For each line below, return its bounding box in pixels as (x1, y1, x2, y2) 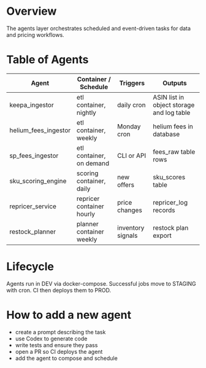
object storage (153, 100, 195, 109)
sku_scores (153, 173, 186, 181)
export (153, 231, 172, 240)
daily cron (117, 100, 146, 109)
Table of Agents (6, 53, 89, 67)
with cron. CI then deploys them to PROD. (6, 286, 112, 294)
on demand (76, 159, 110, 167)
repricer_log (153, 198, 188, 206)
